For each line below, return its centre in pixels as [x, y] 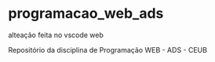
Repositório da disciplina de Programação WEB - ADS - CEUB [108, 50]
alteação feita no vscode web [56, 35]
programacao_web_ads [86, 14]
